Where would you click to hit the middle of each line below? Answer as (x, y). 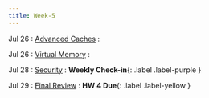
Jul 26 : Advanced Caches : (54, 39)
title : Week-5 (32, 16)
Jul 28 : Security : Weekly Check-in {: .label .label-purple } (105, 70)
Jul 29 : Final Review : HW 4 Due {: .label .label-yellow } (100, 85)
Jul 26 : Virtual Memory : (49, 54)
